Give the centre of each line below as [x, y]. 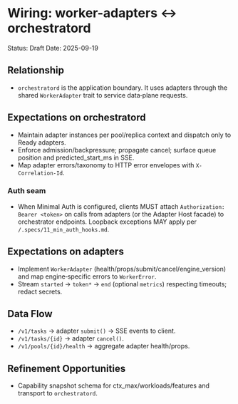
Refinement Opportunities [67, 368]
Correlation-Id [40, 173]
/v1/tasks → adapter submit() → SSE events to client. [97, 331]
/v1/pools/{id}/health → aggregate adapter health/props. [104, 346]
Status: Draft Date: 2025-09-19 [53, 48]
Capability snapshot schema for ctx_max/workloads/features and [114, 385]
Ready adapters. [42, 142]
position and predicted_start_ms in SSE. [76, 157]
